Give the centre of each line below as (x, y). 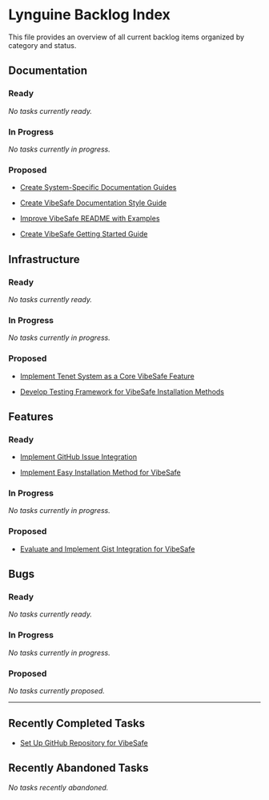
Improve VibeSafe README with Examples (90, 219)
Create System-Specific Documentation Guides (98, 188)
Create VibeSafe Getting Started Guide (84, 234)
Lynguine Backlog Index (89, 15)
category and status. (42, 45)
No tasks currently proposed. (57, 691)
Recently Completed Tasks (77, 723)
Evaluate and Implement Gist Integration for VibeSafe (107, 549)
